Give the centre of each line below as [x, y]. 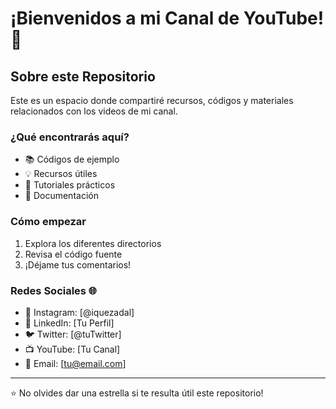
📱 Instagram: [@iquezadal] [79, 312]
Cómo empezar [48, 222]
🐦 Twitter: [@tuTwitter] [73, 334]
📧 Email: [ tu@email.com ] [75, 363]
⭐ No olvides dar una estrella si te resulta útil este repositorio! [137, 393]
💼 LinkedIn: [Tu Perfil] [69, 323]
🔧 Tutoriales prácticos [70, 185]
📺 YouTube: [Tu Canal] [72, 349]
